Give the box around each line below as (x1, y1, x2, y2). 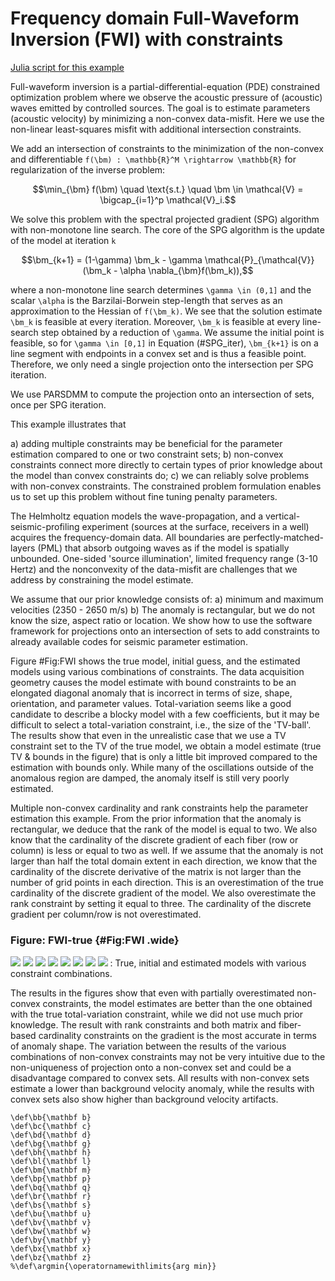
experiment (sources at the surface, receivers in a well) (81, 520, 310, 532)
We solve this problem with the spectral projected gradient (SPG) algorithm (10, 213, 320, 225)
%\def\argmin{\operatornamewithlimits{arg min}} (10, 1262, 217, 1272)
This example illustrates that (10, 418, 127, 430)
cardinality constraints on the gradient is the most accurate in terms (38, 1030, 317, 1042)
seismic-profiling (10, 520, 80, 532)
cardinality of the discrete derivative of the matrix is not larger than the (10, 865, 302, 877)
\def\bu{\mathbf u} (10, 1209, 92, 1219)
